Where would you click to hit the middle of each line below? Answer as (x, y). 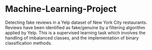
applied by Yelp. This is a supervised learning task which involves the (76, 33)
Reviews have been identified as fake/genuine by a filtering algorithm (75, 27)
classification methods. (29, 43)
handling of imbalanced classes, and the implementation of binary (72, 38)
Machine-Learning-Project (61, 9)
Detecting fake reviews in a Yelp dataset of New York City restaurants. (76, 22)
